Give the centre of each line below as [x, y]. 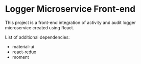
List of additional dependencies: [37, 37]
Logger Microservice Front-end [70, 9]
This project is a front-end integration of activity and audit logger [70, 22]
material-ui [23, 46]
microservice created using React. [40, 27]
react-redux [24, 52]
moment [21, 57]
